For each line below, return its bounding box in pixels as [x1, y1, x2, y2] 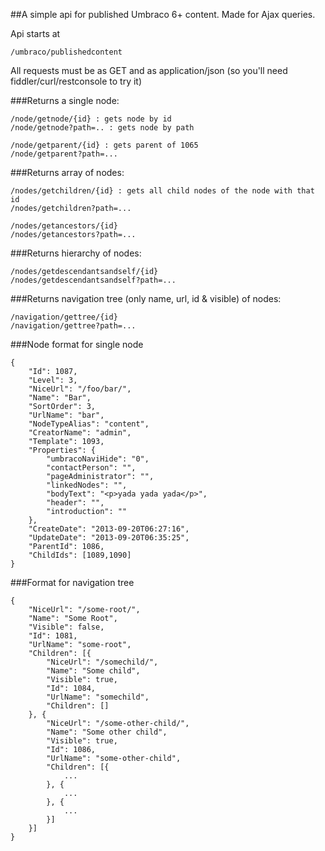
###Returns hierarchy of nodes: [10, 247, 142, 259]
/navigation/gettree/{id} [10, 312, 118, 322]
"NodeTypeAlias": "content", [28, 419, 150, 429]
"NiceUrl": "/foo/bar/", [28, 384, 132, 394]
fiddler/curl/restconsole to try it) [10, 75, 143, 87]
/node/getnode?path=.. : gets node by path [10, 123, 195, 133]
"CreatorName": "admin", [28, 428, 132, 438]
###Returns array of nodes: [10, 167, 125, 178]
